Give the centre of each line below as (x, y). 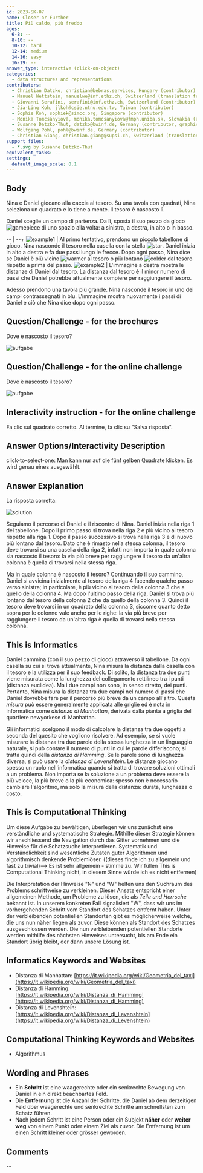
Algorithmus (30, 1054)
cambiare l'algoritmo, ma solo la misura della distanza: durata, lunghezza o (99, 787)
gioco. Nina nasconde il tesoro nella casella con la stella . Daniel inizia (101, 246)
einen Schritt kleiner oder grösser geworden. (71, 1132)
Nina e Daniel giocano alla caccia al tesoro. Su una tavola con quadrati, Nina (101, 203)
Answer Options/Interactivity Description (86, 446)
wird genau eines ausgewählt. (43, 467)
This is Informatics (42, 645)
